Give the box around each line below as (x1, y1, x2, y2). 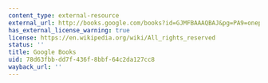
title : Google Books (8, 48, 77, 56)
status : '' (8, 41, 45, 49)
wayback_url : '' (8, 63, 62, 71)
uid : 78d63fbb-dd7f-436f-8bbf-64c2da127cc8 (8, 56, 156, 64)
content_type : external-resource (8, 11, 120, 20)
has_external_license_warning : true (8, 26, 130, 34)
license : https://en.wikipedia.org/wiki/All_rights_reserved (8, 33, 216, 42)
